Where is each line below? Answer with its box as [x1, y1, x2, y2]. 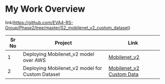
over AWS [23, 57, 46, 63]
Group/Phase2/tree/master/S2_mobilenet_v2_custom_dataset [5, 24, 129, 30]
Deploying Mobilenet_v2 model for [23, 64, 102, 71]
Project [55, 39, 72, 46]
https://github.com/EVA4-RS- [13, 20, 74, 25]
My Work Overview [5, 3, 85, 15]
